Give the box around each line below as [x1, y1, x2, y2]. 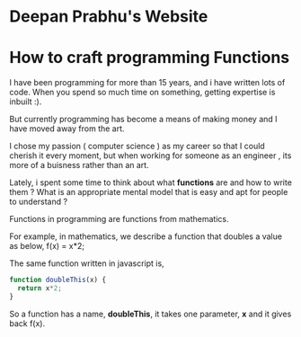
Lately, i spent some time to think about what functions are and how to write [9, 177, 292, 188]
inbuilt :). [9, 96, 42, 107]
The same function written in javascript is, [9, 258, 164, 269]
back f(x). [9, 317, 46, 329]
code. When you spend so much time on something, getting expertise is [9, 87, 276, 98]
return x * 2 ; [17, 284, 63, 293]
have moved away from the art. [9, 123, 125, 134]
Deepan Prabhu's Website [9, 6, 208, 27]
